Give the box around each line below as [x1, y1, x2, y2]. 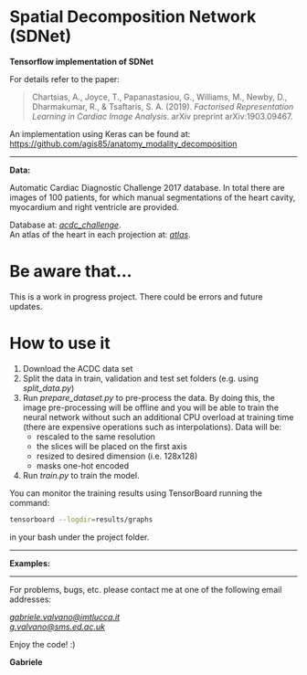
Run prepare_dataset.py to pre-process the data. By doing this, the [22, 392, 276, 403]
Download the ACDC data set [22, 363, 133, 374]
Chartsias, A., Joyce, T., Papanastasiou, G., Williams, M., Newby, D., [31, 91, 288, 102]
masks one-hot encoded [36, 459, 130, 471]
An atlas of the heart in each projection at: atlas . [9, 228, 191, 239]
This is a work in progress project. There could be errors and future [9, 290, 263, 302]
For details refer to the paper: [9, 73, 121, 84]
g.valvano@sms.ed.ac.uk [9, 621, 105, 632]
